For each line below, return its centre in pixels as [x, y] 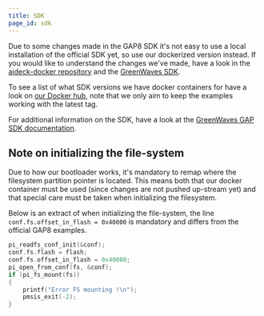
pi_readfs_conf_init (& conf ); [57, 245]
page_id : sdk [30, 23]
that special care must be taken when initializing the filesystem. [113, 198]
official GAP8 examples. [48, 230]
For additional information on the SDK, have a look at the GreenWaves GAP [131, 119]
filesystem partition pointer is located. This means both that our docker [125, 181]
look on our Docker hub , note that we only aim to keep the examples [121, 95]
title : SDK [26, 16]
